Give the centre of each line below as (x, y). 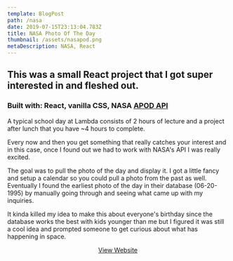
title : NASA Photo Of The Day (52, 33)
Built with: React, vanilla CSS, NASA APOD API (88, 106)
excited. (19, 157)
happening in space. (37, 236)
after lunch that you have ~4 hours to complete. (76, 128)
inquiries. (21, 200)
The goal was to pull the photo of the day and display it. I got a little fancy (113, 170)
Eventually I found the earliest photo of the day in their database (100, 185)
